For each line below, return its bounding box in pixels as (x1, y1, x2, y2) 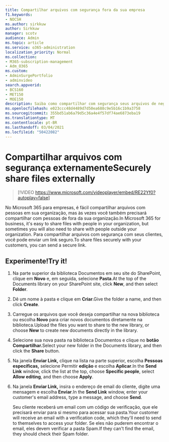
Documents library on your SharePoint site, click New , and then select (12, 281, 158, 287)
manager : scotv (5, 31, 37, 36)
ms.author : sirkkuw (5, 21, 46, 27)
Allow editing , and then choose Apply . (12, 374, 94, 380)
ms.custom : (5, 69, 28, 74)
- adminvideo (5, 78, 33, 83)
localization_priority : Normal (5, 50, 71, 55)
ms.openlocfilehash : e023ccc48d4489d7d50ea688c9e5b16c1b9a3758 (5, 106, 141, 111)
